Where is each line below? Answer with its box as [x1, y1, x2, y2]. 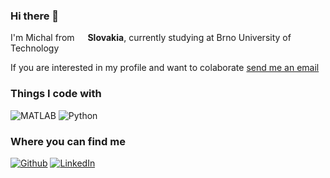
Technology [10, 42, 60, 54]
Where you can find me [10, 134, 126, 148]
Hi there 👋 [10, 9, 60, 23]
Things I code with [10, 87, 102, 101]
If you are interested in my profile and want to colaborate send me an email [10, 62, 320, 74]
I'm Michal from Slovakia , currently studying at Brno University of [10, 32, 292, 44]
